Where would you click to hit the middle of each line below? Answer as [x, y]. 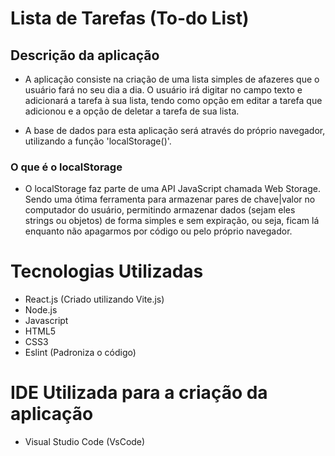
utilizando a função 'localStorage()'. [98, 141]
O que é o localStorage [66, 167]
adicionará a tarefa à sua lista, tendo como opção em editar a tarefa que [173, 100]
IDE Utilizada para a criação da [139, 393]
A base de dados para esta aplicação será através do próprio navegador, [175, 130]
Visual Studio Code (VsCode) [85, 442]
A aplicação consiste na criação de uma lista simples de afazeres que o [172, 79]
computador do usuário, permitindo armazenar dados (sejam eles [160, 210]
